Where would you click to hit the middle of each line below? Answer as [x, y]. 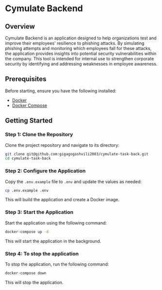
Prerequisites [26, 79]
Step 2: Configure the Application [45, 171]
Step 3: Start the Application [39, 212]
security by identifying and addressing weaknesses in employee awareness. [81, 64]
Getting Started [29, 121]
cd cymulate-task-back [28, 158]
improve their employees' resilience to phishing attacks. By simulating [75, 43]
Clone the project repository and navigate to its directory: [62, 145]
